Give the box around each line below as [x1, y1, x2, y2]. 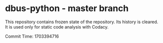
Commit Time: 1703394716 [5, 33, 59, 39]
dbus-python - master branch [5, 3, 129, 14]
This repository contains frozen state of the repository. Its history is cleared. [5, 19, 158, 25]
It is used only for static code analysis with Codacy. [5, 24, 109, 29]
